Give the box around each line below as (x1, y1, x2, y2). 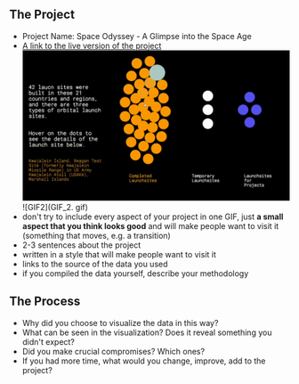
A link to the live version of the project (21, 40, 162, 51)
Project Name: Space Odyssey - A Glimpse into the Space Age (21, 30, 252, 41)
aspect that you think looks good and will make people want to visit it (21, 220, 279, 231)
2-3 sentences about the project (21, 240, 141, 250)
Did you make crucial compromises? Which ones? (21, 346, 206, 356)
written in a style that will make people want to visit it (21, 249, 216, 259)
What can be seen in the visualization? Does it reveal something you (21, 327, 272, 338)
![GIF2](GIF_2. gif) (21, 201, 89, 212)
